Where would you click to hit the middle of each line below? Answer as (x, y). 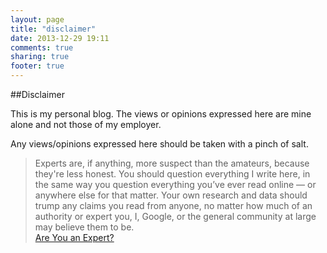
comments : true (42, 47)
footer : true (37, 66)
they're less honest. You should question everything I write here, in (172, 174)
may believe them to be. (84, 227)
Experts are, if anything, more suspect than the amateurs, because (172, 163)
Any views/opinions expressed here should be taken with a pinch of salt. (159, 144)
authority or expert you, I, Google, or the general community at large (175, 216)
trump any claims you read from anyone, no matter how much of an (173, 205)
